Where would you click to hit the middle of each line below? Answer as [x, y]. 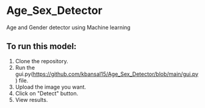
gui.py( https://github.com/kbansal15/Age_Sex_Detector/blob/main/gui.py [107, 74]
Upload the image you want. [51, 87]
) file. [22, 80]
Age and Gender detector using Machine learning [69, 27]
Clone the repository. [41, 61]
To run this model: [41, 46]
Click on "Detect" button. [47, 93]
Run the [25, 67]
